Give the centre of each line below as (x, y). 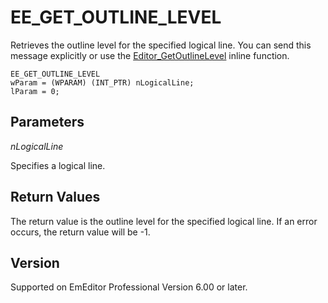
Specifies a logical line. (58, 165)
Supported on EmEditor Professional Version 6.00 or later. (129, 287)
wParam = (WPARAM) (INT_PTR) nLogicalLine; (102, 82)
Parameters (47, 122)
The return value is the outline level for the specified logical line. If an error (164, 221)
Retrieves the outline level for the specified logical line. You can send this (161, 45)
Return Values (55, 197)
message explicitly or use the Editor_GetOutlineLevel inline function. (150, 55)
